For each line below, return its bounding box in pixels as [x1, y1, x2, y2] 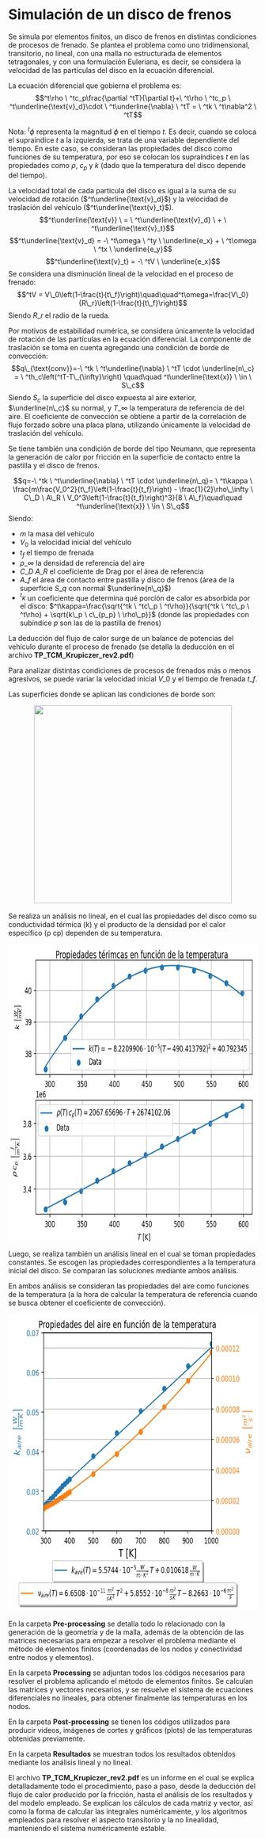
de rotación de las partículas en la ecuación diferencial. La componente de [8, 334, 252, 344]
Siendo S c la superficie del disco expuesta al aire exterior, [8, 393, 197, 405]
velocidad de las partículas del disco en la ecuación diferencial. [8, 65, 215, 74]
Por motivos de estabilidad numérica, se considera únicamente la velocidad [8, 326, 255, 336]
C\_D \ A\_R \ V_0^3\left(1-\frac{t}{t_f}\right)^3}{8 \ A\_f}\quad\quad [23, 493, 243, 502]
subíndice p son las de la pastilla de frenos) [19, 618, 162, 628]
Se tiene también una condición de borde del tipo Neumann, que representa [8, 444, 256, 453]
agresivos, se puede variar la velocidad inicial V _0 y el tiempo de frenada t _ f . [8, 674, 258, 684]
